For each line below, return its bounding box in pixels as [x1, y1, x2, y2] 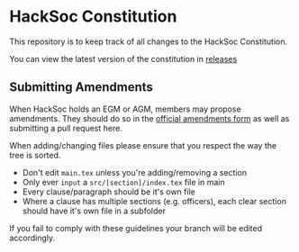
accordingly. [9, 232, 56, 243]
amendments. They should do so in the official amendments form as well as [9, 112, 290, 123]
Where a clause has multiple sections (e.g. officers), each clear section [22, 195, 286, 206]
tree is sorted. [9, 149, 61, 160]
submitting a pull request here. [9, 122, 123, 133]
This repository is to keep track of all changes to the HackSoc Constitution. [9, 36, 288, 47]
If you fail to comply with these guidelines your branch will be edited [9, 222, 263, 233]
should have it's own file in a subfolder [22, 205, 167, 216]
